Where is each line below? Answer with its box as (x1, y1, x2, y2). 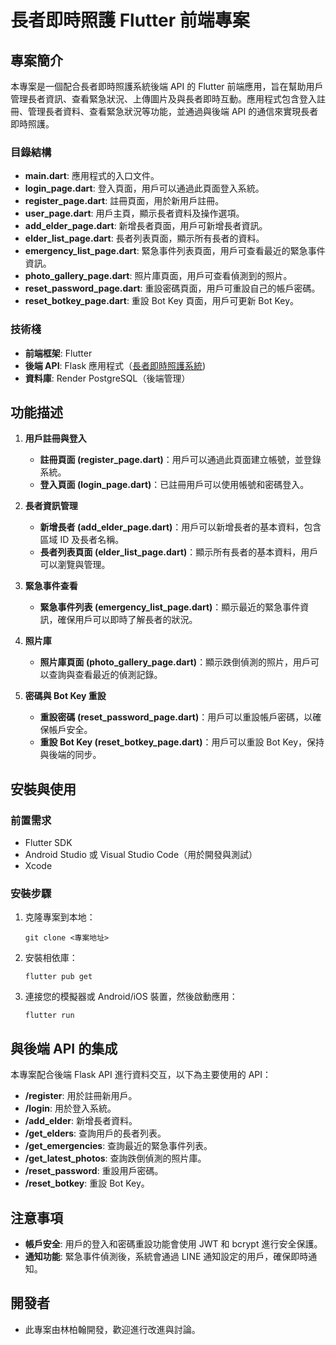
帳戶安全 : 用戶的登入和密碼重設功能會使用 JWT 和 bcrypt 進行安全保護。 (24, 1238, 323, 1250)
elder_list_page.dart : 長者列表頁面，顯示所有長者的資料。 (24, 232, 265, 245)
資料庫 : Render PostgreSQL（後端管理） (24, 372, 191, 384)
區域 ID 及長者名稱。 (39, 534, 125, 546)
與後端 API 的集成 (10, 1040, 118, 1057)
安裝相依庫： (24, 952, 78, 964)
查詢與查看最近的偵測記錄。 (48, 669, 163, 681)
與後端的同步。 (39, 749, 102, 761)
